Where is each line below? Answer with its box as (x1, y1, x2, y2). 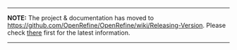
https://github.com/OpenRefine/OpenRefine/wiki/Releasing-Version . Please (7, 22, 226, 29)
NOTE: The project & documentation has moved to (7, 14, 154, 22)
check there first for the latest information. (7, 28, 130, 37)
